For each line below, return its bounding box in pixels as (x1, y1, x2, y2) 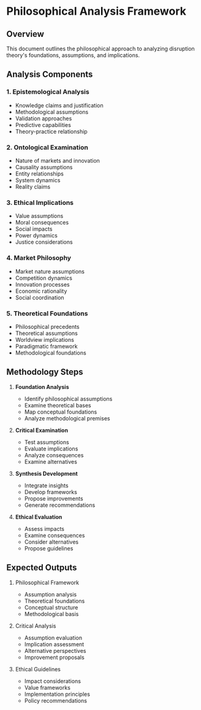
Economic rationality (15, 287, 67, 295)
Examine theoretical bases (24, 401, 91, 409)
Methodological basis (24, 610, 79, 617)
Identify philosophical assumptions (24, 395, 113, 403)
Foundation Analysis (15, 383, 69, 390)
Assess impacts (24, 525, 64, 532)
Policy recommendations (24, 696, 88, 704)
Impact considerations (24, 677, 82, 685)
